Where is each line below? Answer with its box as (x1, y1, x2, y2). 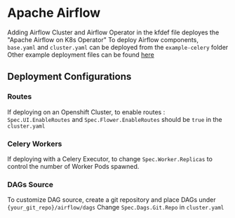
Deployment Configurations (7, 71, 132, 83)
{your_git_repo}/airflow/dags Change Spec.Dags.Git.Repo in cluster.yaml (7, 203, 224, 212)
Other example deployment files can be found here (7, 50, 154, 59)
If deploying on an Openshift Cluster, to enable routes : (7, 107, 166, 116)
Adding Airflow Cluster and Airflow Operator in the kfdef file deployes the (7, 28, 220, 36)
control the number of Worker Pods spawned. (7, 162, 140, 170)
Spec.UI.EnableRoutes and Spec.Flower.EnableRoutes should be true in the (7, 115, 222, 123)
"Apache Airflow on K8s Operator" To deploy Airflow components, (7, 35, 199, 43)
